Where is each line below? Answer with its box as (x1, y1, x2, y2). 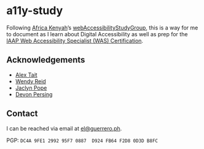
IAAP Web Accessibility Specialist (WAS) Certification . (6, 37, 143, 44)
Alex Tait (15, 71, 38, 78)
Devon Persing (15, 90, 53, 98)
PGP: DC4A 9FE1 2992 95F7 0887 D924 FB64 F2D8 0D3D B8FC (6, 136, 159, 144)
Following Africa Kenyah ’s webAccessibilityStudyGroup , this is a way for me (6, 24, 198, 31)
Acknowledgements (6, 55, 85, 65)
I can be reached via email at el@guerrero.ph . (6, 124, 122, 132)
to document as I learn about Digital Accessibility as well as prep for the (6, 30, 188, 37)
